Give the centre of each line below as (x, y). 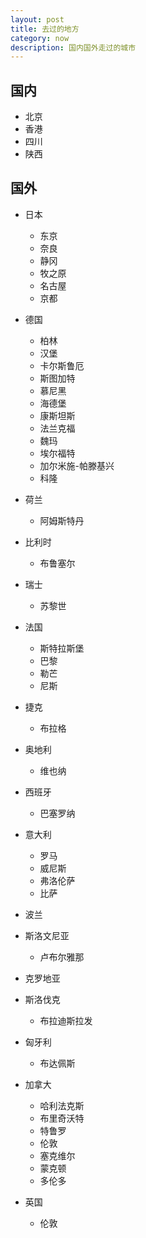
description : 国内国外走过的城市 (73, 47)
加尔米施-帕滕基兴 (77, 465)
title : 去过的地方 (45, 29)
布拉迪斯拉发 (66, 1020)
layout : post (37, 19)
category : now (40, 38)
